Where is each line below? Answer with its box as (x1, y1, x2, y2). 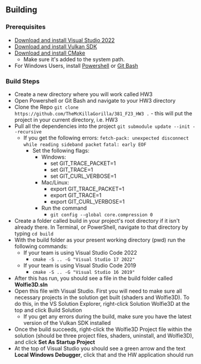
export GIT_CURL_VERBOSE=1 (50, 198, 125, 205)
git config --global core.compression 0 (50, 211, 153, 218)
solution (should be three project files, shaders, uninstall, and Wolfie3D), (14, 332, 194, 339)
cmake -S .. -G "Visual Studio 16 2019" (32, 269, 135, 275)
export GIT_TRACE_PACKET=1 (50, 185, 125, 192)
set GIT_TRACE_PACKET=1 (50, 159, 116, 167)
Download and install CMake (14, 49, 85, 56)
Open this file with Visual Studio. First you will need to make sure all (14, 287, 182, 294)
